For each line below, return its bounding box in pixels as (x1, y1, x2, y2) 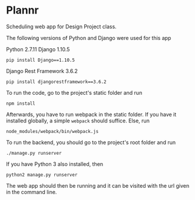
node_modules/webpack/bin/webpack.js (6, 128, 99, 134)
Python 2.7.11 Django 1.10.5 (6, 45, 70, 53)
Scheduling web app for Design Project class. (6, 23, 117, 30)
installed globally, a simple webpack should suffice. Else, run (6, 117, 150, 124)
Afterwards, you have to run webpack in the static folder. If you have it (6, 111, 177, 118)
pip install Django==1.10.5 (6, 57, 75, 63)
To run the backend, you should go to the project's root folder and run (6, 139, 176, 146)
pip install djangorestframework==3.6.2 (6, 79, 107, 85)
